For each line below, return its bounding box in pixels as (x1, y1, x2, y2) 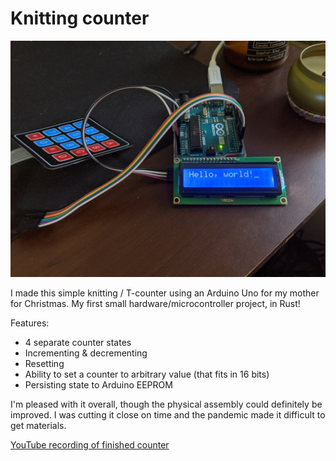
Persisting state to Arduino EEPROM (24, 378, 173, 391)
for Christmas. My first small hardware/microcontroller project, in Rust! (10, 297, 301, 309)
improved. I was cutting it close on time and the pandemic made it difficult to (10, 408, 326, 421)
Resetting (24, 357, 65, 369)
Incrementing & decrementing (24, 347, 148, 359)
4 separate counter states (24, 336, 132, 348)
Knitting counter (10, 7, 150, 30)
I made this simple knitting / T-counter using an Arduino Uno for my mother (10, 287, 320, 299)
